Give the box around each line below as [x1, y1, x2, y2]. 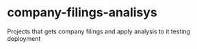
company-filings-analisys [7, 5, 157, 20]
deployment [7, 34, 41, 42]
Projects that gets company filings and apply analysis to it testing [7, 27, 190, 35]
